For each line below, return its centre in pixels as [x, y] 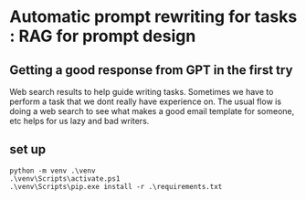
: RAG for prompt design [103, 36]
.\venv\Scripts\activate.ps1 [65, 179]
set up [28, 149]
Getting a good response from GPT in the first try [151, 70]
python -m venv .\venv [53, 171]
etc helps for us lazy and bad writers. [79, 121]
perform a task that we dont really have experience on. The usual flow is [145, 101]
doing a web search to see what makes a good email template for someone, [152, 111]
